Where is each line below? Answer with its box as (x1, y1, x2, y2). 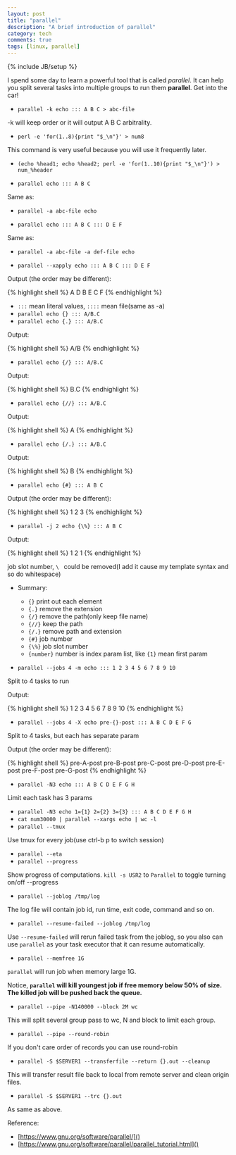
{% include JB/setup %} (7, 63, 77, 70)
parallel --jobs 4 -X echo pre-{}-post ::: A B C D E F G (17, 719, 192, 726)
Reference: (7, 1119, 39, 1127)
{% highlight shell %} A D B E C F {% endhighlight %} (7, 288, 163, 296)
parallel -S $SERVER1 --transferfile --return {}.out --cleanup (17, 1058, 211, 1065)
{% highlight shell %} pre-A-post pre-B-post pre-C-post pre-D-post (7, 758, 204, 767)
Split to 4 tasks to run (7, 677, 70, 685)
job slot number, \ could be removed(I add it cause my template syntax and (7, 563, 229, 570)
